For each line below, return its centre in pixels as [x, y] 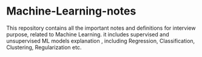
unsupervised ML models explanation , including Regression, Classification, [101, 41]
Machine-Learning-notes [71, 11]
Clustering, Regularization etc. [44, 47]
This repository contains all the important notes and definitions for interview [101, 28]
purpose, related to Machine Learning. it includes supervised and [88, 34]
